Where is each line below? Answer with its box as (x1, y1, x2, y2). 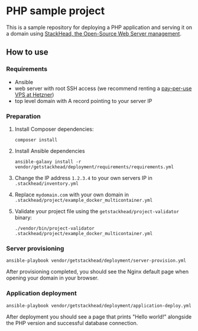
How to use (6, 47, 48, 57)
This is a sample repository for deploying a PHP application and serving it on (6, 24, 193, 31)
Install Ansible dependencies (14, 147, 85, 155)
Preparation (6, 112, 41, 120)
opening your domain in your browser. (6, 274, 99, 282)
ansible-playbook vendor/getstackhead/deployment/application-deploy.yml (6, 303, 192, 308)
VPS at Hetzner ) (14, 91, 54, 98)
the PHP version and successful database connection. (6, 319, 138, 326)
